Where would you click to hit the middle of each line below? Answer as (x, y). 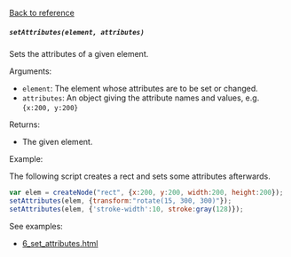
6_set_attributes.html (60, 243)
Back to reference (42, 13)
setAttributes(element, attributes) (77, 32)
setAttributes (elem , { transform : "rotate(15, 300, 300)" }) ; (121, 201)
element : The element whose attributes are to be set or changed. (140, 88)
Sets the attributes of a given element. (79, 53)
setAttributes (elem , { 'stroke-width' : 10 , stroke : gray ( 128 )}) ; (126, 209)
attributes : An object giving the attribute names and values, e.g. (141, 98)
